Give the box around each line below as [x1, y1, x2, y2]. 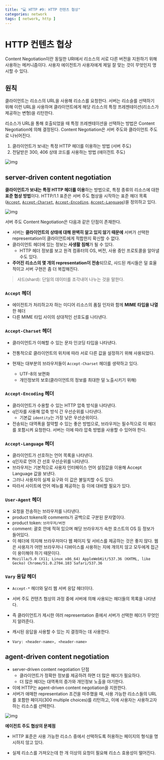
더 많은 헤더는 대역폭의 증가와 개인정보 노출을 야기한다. [19, 678, 124, 684]
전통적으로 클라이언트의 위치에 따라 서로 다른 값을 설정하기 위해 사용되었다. [12, 350, 155, 356]
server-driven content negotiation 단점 [12, 666, 90, 672]
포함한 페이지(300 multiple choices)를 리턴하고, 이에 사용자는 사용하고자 [17, 697, 157, 703]
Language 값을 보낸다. [12, 471, 56, 477]
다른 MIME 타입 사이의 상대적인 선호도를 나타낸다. [12, 314, 108, 320]
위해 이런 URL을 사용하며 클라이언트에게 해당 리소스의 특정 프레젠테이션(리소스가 [5, 104, 159, 110]
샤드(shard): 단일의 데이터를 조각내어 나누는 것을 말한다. [17, 276, 125, 282]
